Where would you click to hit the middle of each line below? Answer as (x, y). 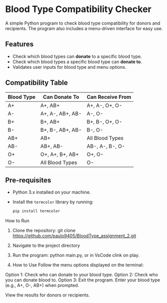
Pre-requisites (28, 180)
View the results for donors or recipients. (48, 295)
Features (19, 44)
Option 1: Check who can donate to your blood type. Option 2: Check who (82, 275)
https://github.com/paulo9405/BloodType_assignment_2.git (74, 236)
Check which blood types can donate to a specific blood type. (77, 56)
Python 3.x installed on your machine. (52, 192)
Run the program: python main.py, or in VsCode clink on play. (76, 255)
